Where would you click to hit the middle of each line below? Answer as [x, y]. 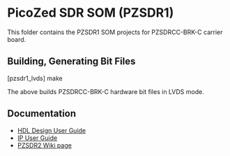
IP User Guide [37, 138]
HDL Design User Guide [52, 130]
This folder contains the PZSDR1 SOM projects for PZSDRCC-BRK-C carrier [115, 32]
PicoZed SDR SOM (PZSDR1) [91, 13]
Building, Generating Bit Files [71, 62]
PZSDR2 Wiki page [44, 145]
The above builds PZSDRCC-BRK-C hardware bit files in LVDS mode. [106, 91]
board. [17, 39]
